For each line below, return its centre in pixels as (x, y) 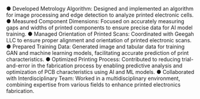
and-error (18, 66)
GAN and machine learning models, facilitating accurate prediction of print (98, 53)
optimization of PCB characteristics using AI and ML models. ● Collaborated (100, 72)
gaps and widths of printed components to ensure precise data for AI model (99, 27)
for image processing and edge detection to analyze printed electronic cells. (100, 15)
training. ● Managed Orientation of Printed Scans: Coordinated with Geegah (100, 34)
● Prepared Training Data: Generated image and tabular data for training (96, 47)
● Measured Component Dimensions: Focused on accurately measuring (95, 21)
